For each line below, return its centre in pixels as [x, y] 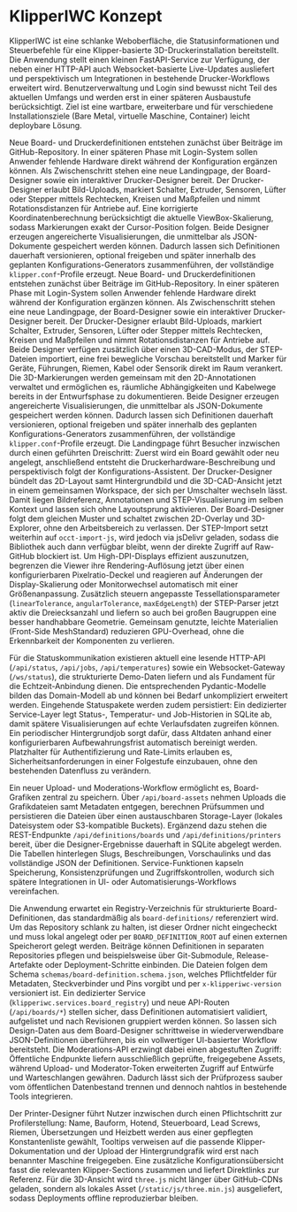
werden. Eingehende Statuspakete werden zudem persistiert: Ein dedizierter [148, 704]
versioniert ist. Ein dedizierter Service [77, 993]
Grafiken [25, 797]
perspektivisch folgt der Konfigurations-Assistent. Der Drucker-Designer [141, 472]
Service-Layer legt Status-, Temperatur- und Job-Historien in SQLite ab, [141, 714]
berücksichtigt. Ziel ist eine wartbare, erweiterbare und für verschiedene [141, 106]
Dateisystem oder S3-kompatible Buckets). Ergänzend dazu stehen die [138, 825]
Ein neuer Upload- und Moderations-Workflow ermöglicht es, [121, 787]
